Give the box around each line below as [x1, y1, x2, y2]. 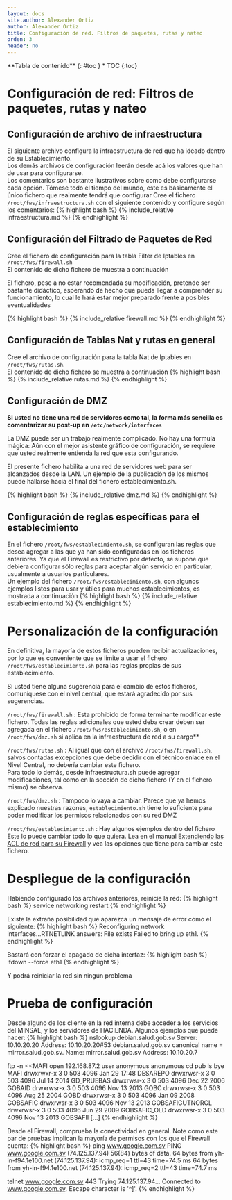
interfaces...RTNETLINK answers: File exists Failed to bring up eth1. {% [7, 930, 209, 938]
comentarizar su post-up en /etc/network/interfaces [7, 421, 163, 429]
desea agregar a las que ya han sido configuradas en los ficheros [7, 548, 194, 556]
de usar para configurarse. [7, 169, 84, 177]
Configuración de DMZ [7, 395, 107, 407]
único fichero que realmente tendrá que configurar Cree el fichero [7, 191, 196, 199]
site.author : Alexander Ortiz [7, 17, 95, 24]
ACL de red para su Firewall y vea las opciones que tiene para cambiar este [7, 839, 223, 848]
